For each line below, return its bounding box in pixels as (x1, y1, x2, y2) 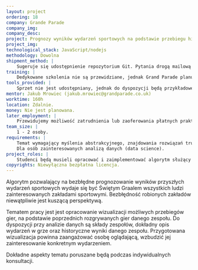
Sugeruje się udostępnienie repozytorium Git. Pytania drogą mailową (16, 63, 192, 70)
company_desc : (6, 31, 41, 37)
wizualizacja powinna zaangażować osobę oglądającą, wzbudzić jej (6, 233, 171, 241)
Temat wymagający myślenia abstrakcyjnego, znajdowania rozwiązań (16, 140, 183, 146)
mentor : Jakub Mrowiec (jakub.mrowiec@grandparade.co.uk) (6, 91, 151, 97)
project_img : (6, 42, 38, 48)
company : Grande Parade (6, 19, 65, 25)
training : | (6, 69, 35, 75)
